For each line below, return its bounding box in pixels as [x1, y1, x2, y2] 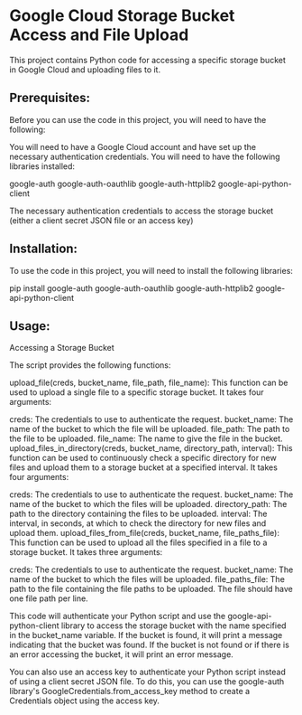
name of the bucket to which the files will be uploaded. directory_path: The [9, 499, 288, 510]
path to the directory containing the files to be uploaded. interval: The [9, 508, 268, 520]
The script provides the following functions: [9, 360, 171, 371]
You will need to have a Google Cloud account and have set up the [9, 141, 257, 152]
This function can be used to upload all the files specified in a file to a [9, 537, 268, 548]
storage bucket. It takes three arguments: [9, 547, 163, 558]
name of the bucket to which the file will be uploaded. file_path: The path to [9, 424, 290, 435]
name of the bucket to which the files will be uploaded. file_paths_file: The [9, 574, 286, 585]
